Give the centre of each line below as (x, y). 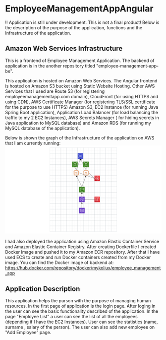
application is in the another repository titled (50, 66)
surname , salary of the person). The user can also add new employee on (80, 327)
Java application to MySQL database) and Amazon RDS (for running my (78, 123)
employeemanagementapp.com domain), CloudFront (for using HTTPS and (82, 96)
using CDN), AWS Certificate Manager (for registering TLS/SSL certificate (80, 102)
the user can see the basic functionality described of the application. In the (82, 311)
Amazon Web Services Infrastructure (64, 48)
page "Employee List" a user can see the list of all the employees (71, 317)
